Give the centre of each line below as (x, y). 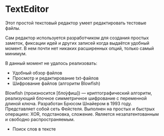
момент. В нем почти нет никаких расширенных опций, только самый (80, 48)
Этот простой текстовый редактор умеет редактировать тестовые (76, 23)
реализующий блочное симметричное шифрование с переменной (76, 98)
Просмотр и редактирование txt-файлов (55, 78)
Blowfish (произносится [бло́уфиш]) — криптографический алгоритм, (79, 93)
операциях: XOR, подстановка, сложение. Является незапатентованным (82, 114)
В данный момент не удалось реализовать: (51, 63)
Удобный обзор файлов (37, 72)
